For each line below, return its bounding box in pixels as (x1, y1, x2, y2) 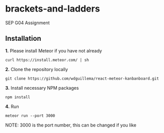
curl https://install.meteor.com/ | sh (5, 57, 89, 62)
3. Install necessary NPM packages (5, 85, 79, 91)
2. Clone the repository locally (5, 66, 68, 72)
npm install (5, 94, 30, 100)
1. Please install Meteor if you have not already (5, 47, 102, 53)
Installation (5, 34, 41, 43)
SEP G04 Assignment (5, 20, 50, 26)
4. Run (5, 103, 19, 109)
